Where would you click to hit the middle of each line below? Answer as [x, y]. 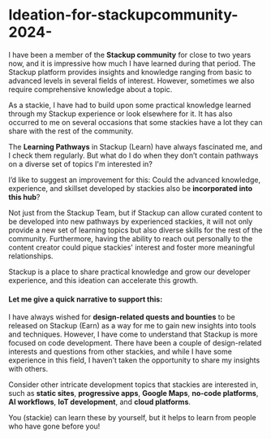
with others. [28, 369]
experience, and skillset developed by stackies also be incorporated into [131, 188]
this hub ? [24, 197]
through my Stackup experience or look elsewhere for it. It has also [120, 113]
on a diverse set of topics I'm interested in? [80, 163]
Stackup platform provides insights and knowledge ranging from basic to [130, 72]
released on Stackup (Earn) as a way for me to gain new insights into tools [133, 326]
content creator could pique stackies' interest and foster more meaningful [132, 247]
